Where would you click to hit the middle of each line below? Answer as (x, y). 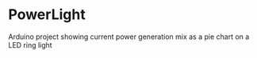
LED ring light (31, 44)
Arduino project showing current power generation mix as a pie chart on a (129, 37)
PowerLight (47, 15)
